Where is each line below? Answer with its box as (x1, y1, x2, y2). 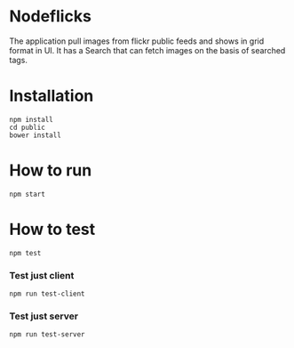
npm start (9, 190, 46, 198)
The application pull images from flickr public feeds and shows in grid (9, 36, 265, 46)
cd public (9, 123, 46, 132)
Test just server (9, 310, 78, 322)
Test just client (9, 269, 75, 281)
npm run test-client (9, 289, 86, 299)
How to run (9, 160, 92, 181)
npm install (9, 115, 53, 124)
